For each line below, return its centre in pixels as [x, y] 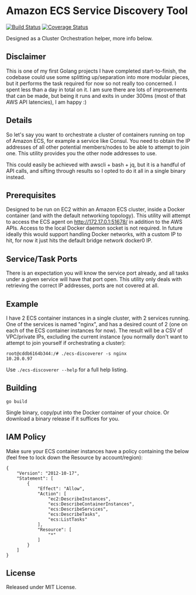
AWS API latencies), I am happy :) [46, 102]
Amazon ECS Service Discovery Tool [97, 11]
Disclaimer [26, 57]
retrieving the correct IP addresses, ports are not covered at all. [82, 286]
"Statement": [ [35, 478]
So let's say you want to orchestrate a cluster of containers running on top [96, 134]
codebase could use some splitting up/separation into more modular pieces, [98, 77]
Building [21, 388]
